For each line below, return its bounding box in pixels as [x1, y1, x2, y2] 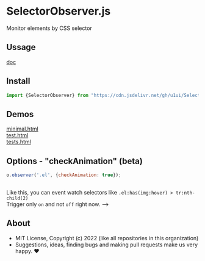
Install [6, 76, 31, 87]
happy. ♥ [15, 247, 40, 254]
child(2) [6, 195, 29, 201]
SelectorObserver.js [6, 4, 111, 18]
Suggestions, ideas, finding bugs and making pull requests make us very [15, 241, 198, 248]
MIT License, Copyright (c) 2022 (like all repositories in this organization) [15, 234, 199, 241]
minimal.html [6, 125, 38, 132]
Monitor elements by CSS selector [6, 24, 93, 32]
